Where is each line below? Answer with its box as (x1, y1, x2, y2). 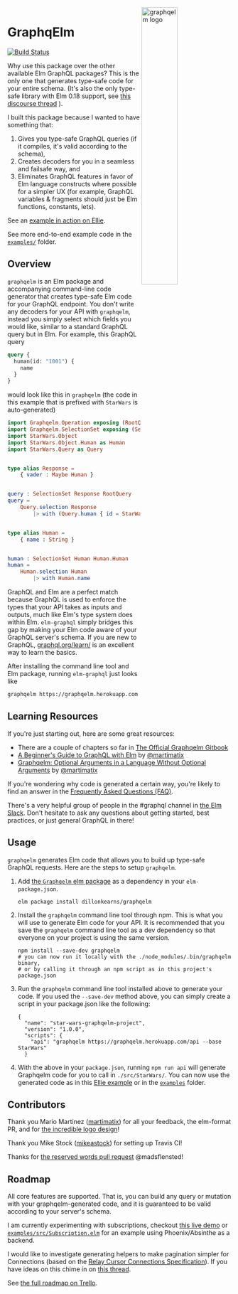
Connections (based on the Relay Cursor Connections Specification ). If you (7, 1258, 228, 1266)
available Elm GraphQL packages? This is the (7, 69, 140, 77)
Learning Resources (7, 710, 98, 722)
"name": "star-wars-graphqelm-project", (24, 1020, 146, 1027)
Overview (7, 258, 52, 270)
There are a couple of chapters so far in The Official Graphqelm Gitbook (17, 743, 229, 752)
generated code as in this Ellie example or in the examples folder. (17, 1078, 206, 1086)
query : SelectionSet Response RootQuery (7, 491, 132, 498)
